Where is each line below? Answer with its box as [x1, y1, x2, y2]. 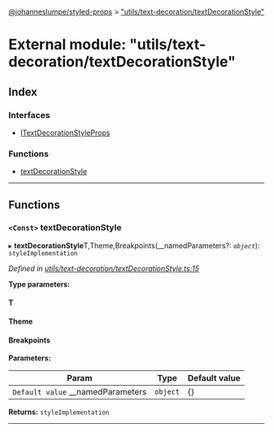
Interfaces [8, 109, 50, 120]
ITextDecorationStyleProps [19, 128, 110, 137]
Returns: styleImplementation [8, 407, 110, 417]
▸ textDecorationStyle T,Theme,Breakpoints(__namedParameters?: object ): [8, 240, 260, 251]
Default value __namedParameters [12, 386, 147, 398]
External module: [8, 36, 127, 54]
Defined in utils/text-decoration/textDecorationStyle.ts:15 [8, 264, 200, 273]
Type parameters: [8, 279, 71, 289]
